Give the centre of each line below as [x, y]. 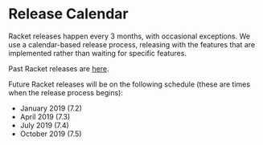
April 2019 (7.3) [45, 116]
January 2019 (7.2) [51, 108]
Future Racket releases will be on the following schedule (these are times [129, 84]
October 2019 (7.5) [51, 134]
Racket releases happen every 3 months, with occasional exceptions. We [129, 36]
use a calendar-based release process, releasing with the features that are [132, 44]
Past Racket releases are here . [59, 68]
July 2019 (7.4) [45, 125]
